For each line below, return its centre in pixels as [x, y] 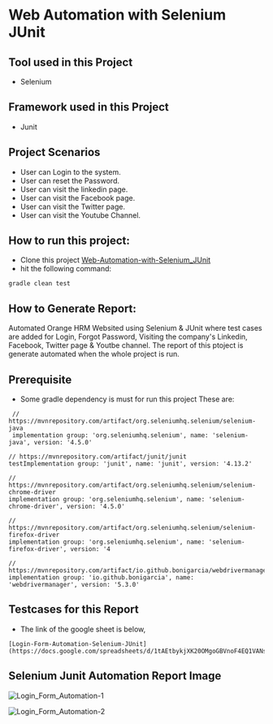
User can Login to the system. [70, 171]
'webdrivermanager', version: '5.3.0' [74, 585]
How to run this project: [69, 241]
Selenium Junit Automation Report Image [115, 676]
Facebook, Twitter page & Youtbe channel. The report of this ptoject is [126, 345]
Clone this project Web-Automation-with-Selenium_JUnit [115, 260]
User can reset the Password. [70, 180]
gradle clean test [39, 284]
